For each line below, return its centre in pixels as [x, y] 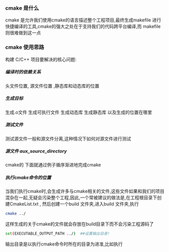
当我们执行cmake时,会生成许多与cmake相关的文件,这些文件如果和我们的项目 [85, 191]
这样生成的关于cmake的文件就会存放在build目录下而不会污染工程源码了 [79, 224]
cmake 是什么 [22, 8]
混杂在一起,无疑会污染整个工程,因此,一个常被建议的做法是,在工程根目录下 [81, 198]
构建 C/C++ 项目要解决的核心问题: [41, 59]
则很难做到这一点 [23, 33]
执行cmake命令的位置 [28, 178]
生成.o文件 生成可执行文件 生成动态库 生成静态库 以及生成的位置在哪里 [79, 112]
